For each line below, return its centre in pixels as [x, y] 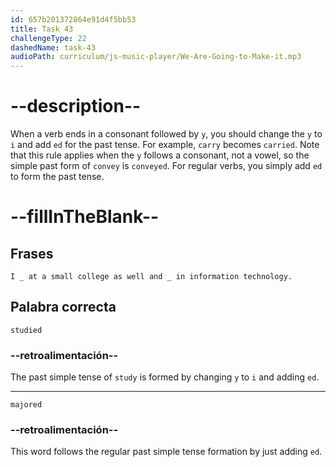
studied [26, 330]
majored [26, 405]
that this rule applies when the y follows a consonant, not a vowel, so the [160, 155]
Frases [32, 253]
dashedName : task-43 [53, 47]
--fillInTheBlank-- [85, 217]
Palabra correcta [63, 307]
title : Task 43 [42, 29]
